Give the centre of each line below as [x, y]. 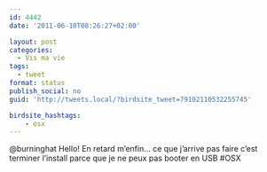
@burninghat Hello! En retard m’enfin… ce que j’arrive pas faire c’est [133, 149]
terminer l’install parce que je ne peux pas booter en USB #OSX [125, 158]
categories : [31, 50]
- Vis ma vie [41, 59]
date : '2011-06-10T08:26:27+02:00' [75, 26]
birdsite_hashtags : [45, 115]
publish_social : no [45, 91]
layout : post [33, 42]
